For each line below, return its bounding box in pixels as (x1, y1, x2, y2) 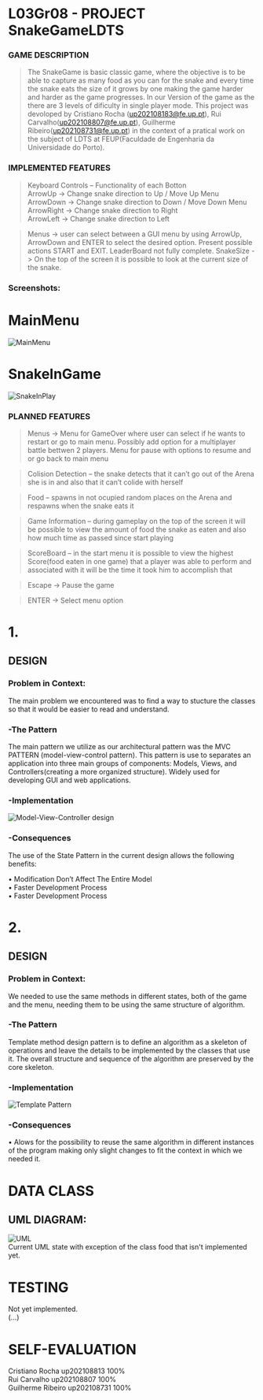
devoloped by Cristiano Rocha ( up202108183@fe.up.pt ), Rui (27, 110, 221, 119)
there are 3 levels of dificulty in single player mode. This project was (27, 101, 249, 110)
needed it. (8, 1154, 41, 1164)
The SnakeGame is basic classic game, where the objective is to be (27, 68, 246, 77)
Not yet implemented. (8, 1305, 79, 1314)
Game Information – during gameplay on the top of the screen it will (27, 516, 246, 525)
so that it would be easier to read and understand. (8, 704, 170, 714)
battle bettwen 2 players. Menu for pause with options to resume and (27, 445, 251, 455)
